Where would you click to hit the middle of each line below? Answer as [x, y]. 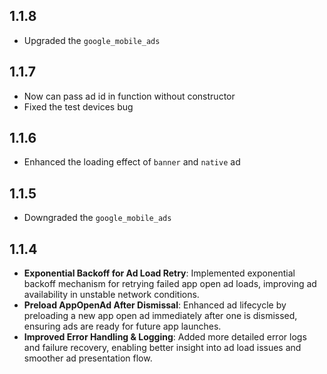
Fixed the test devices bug [78, 106]
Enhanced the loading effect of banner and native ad [132, 162]
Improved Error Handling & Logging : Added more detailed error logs [165, 337]
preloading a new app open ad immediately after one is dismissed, [160, 316]
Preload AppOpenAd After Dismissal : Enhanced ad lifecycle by [155, 305]
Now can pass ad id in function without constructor [129, 96]
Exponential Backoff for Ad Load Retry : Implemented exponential [159, 273]
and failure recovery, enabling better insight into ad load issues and [162, 348]
